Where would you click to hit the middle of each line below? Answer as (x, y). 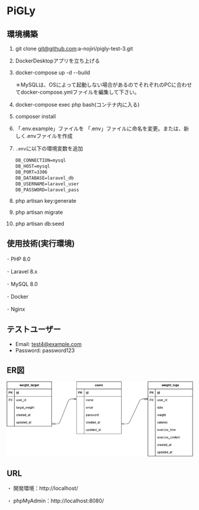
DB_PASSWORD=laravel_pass (47, 190)
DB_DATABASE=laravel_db (45, 178)
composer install (35, 116)
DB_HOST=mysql (32, 166)
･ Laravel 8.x (22, 271)
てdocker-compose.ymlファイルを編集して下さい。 (77, 92)
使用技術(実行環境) (41, 244)
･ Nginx (16, 309)
